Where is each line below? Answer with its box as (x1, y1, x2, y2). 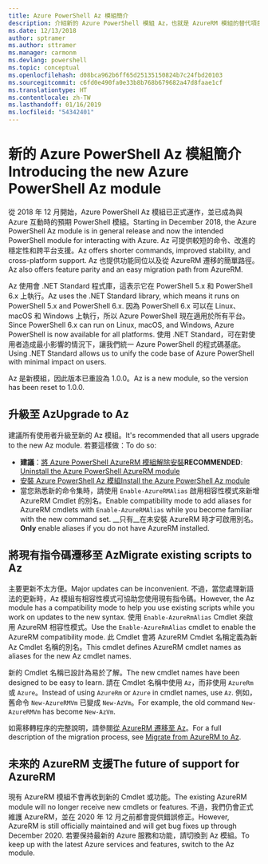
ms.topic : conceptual (8, 64, 81, 72)
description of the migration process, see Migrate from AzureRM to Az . (8, 732, 242, 742)
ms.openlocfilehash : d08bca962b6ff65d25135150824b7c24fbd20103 (8, 71, 223, 79)
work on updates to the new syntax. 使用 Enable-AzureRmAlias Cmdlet (8, 612, 238, 622)
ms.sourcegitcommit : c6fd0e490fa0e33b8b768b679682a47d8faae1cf (8, 78, 223, 86)
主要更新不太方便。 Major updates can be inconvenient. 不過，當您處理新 (8, 583, 247, 593)
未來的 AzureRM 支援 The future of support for (8, 757, 240, 770)
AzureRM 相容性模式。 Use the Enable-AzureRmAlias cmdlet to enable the (17, 622, 257, 631)
